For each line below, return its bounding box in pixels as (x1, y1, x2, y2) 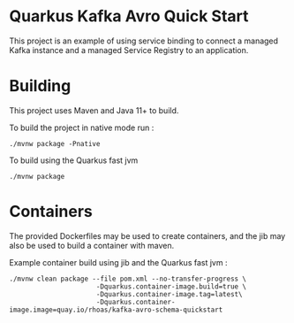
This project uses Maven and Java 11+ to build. (9, 104, 179, 116)
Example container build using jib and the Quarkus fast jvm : (9, 257, 228, 267)
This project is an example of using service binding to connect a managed (9, 35, 279, 46)
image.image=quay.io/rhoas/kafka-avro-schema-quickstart (9, 305, 223, 314)
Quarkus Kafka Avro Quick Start (9, 6, 249, 27)
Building (9, 76, 72, 96)
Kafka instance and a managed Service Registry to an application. (9, 44, 249, 55)
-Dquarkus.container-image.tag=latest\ (95, 289, 243, 298)
